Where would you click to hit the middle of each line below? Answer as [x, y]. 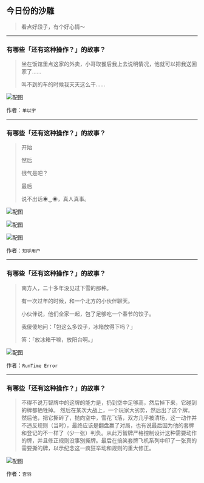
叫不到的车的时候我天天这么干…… [63, 84]
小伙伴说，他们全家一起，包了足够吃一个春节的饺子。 [88, 314]
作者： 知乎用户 [23, 251]
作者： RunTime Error [32, 365]
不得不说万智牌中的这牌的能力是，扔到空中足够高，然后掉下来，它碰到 [109, 403]
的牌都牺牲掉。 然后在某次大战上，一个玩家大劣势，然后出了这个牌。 [107, 410]
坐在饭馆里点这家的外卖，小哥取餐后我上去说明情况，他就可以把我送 [106, 64]
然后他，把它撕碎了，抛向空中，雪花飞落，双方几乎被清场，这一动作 [106, 418]
